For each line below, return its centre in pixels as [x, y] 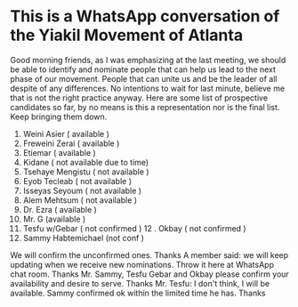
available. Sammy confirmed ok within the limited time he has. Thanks [138, 293]
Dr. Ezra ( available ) [60, 209]
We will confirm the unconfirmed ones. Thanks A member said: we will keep [149, 254]
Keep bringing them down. [59, 117]
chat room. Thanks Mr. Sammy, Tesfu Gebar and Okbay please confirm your [150, 274]
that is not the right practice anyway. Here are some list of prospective [139, 97]
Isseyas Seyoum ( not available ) [82, 190]
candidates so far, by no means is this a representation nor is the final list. [145, 107]
